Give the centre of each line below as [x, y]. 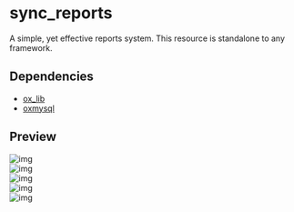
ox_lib [34, 98]
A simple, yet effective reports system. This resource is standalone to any [147, 38]
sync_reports [61, 13]
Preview [33, 137]
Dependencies [51, 77]
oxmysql [38, 108]
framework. [31, 47]
